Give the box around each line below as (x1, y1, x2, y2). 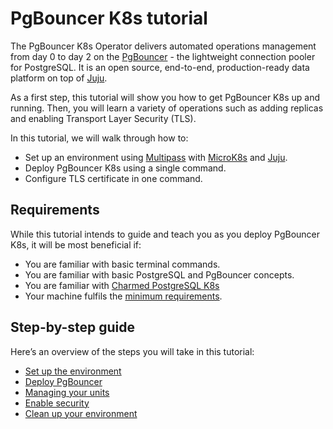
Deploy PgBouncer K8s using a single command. (24, 162, 227, 174)
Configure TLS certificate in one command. (24, 172, 203, 184)
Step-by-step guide (10, 319, 136, 336)
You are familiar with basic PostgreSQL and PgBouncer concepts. (24, 268, 295, 281)
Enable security (24, 397, 90, 409)
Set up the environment (24, 365, 122, 377)
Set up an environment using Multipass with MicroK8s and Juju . (24, 151, 288, 163)
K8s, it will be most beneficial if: (10, 238, 142, 251)
